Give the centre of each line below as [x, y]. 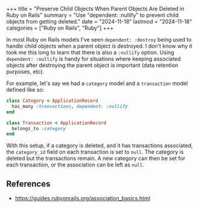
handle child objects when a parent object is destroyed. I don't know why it [99, 46]
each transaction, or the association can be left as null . [75, 165]
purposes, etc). [25, 71]
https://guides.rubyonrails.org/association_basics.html [83, 198]
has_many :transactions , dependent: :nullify [70, 106]
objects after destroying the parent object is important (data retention [92, 65]
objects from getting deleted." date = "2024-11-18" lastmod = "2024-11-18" [99, 21]
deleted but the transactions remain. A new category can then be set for [96, 159]
